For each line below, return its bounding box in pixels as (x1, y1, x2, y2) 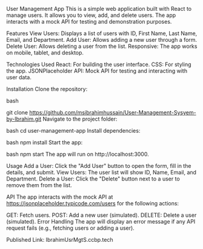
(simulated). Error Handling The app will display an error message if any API (6, 218, 196, 225)
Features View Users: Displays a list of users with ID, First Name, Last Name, (6, 30, 198, 37)
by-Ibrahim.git (6, 115, 42, 122)
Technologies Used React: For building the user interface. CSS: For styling (6, 61, 191, 68)
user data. (6, 74, 32, 81)
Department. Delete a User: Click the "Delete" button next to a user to (6, 175, 180, 182)
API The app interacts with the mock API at (6, 193, 113, 201)
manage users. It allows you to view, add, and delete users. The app (6, 12, 176, 19)
